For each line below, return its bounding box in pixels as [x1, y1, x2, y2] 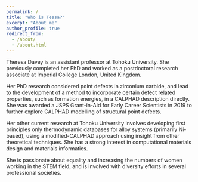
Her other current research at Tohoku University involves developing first [6, 119, 186, 127]
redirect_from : [6, 31, 44, 37]
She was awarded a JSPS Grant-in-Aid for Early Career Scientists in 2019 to [6, 101, 193, 109]
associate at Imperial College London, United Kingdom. [6, 71, 142, 78]
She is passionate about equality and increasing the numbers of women [6, 156, 182, 164]
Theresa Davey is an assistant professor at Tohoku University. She [6, 58, 169, 66]
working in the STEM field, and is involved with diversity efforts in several [6, 162, 187, 170]
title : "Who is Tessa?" [6, 14, 66, 20]
